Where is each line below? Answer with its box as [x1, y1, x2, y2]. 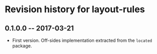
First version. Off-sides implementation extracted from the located [12, 37, 152, 43]
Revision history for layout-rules [5, 4, 145, 15]
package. [12, 43, 32, 49]
